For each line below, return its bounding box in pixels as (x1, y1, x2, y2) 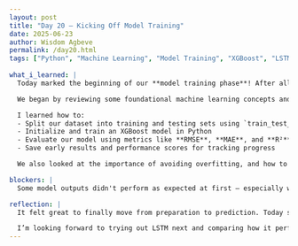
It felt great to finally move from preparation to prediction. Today (17, 208, 284, 217)
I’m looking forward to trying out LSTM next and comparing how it (17, 224, 272, 233)
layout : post (9, 12, 58, 22)
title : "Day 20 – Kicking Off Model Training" (9, 21, 184, 30)
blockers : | (9, 175, 53, 184)
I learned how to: (17, 111, 86, 119)
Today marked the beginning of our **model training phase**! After (17, 79, 276, 88)
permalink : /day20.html (9, 46, 98, 55)
